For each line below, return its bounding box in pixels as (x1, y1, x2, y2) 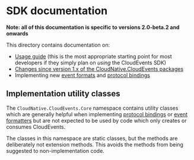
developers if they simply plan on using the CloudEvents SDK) (14, 59, 167, 66)
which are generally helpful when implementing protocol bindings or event (6, 110, 188, 117)
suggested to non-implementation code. (6, 147, 105, 154)
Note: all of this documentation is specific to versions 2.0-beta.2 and (6, 24, 180, 31)
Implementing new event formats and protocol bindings (14, 71, 150, 79)
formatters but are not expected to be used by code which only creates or (6, 117, 187, 124)
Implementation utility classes (6, 89, 120, 99)
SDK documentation (6, 4, 108, 18)
